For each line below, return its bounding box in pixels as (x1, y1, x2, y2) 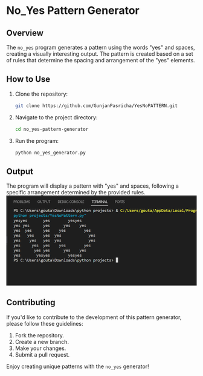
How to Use (6, 74, 51, 85)
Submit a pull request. (14, 351, 70, 358)
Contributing (6, 297, 56, 308)
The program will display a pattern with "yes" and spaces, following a (6, 182, 179, 190)
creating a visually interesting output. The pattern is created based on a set (6, 50, 193, 58)
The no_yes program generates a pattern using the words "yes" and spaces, (6, 44, 195, 51)
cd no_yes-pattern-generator (14, 126, 89, 132)
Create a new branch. (14, 338, 69, 345)
